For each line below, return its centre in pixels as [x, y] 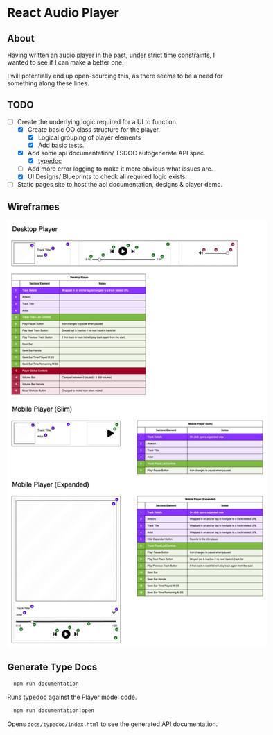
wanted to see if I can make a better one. [65, 62]
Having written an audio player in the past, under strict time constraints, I [111, 55]
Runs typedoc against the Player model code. [72, 697]
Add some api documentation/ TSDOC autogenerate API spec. [116, 153]
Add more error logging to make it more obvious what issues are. [120, 169]
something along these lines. [48, 83]
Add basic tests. [61, 145]
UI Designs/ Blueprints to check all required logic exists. [107, 177]
